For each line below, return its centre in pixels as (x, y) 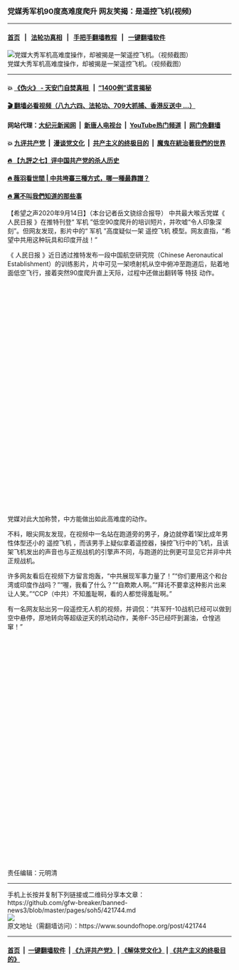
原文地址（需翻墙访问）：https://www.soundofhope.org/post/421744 (107, 926)
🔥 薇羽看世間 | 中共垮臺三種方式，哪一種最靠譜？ (79, 178)
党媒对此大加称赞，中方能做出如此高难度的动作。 (79, 519)
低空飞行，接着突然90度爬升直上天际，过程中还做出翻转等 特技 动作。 (116, 273)
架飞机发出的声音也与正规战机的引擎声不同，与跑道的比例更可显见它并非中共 (119, 552)
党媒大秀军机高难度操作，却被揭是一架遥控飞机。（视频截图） (96, 63)
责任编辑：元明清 (32, 873)
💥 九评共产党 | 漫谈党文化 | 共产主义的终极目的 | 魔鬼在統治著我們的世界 (117, 143)
